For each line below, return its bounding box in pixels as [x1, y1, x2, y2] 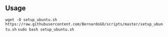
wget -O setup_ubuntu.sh [5, 17, 57, 22]
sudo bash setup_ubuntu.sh [17, 27, 74, 32]
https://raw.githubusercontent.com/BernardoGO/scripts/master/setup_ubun [5, 21, 163, 26]
